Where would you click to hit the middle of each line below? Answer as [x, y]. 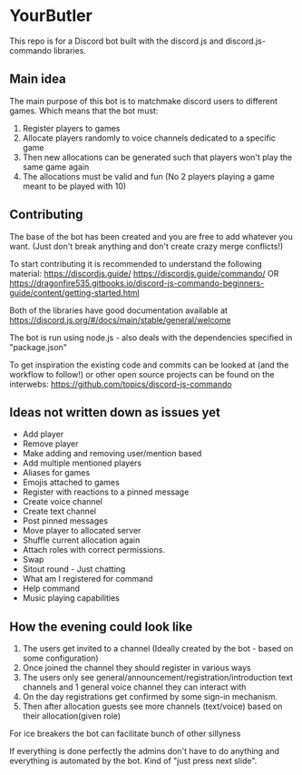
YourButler [51, 16]
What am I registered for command [88, 579]
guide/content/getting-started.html [74, 292]
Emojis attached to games [71, 483]
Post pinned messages [65, 521]
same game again [56, 167]
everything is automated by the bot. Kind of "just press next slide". [133, 761]
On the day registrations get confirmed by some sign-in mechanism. [150, 697]
